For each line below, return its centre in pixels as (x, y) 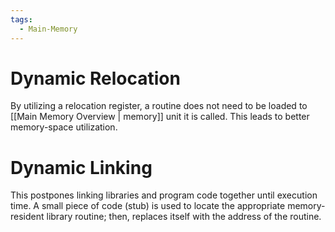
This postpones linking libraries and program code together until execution (164, 195)
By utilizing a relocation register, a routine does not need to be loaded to (159, 106)
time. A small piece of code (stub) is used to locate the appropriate (148, 206)
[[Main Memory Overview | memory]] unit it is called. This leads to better (160, 117)
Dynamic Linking (81, 167)
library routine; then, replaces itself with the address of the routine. (184, 217)
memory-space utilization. (64, 127)
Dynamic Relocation (95, 78)
